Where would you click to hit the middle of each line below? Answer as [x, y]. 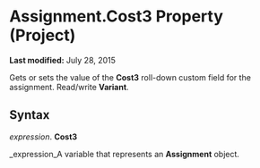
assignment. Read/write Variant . [69, 87]
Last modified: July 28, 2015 [63, 60]
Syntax [30, 115]
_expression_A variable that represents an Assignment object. [125, 154]
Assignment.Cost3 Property [117, 17]
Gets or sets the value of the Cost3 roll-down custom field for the [130, 77]
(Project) [43, 35]
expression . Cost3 [43, 137]
